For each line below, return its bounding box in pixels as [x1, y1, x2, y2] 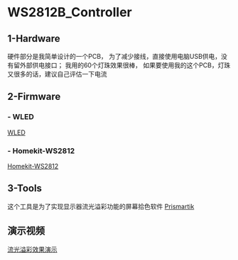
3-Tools [7, 182, 43, 195]
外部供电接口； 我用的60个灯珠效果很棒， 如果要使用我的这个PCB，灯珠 [19, 61, 231, 69]
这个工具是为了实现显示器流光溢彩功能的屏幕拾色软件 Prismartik [7, 202, 195, 210]
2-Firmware [7, 91, 61, 103]
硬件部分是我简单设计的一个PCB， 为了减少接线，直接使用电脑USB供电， [7, 52, 222, 60]
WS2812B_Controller [7, 4, 133, 21]
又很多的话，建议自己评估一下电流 [7, 70, 107, 78]
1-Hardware [7, 33, 60, 45]
